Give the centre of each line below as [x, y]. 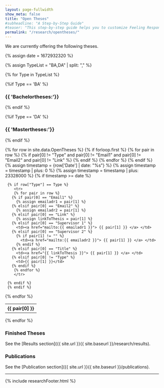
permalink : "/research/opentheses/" [42, 32]
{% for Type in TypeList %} [32, 75]
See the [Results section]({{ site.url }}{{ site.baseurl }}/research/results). [78, 344]
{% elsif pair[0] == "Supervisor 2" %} [52, 232]
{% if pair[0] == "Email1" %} [42, 197]
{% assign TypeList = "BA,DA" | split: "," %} [48, 65]
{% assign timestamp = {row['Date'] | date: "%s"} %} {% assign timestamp [81, 165]
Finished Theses [25, 333]
